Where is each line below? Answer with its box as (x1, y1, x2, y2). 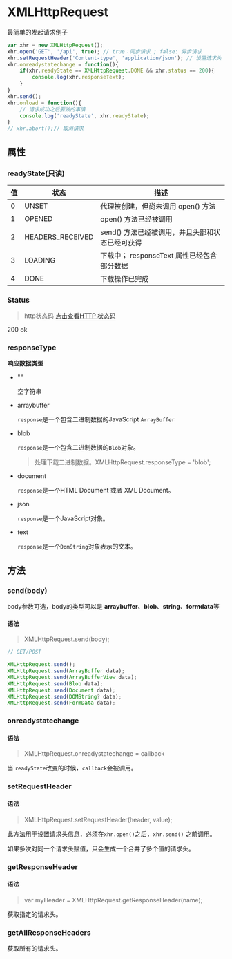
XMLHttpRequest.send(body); (23, 635, 110, 643)
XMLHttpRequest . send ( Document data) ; (7, 687, 116, 694)
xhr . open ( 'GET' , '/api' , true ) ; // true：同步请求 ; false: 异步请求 (7, 48, 202, 55)
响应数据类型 (7, 359, 43, 368)
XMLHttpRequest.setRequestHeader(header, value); (23, 815, 173, 824)
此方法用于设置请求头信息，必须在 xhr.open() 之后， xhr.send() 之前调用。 (7, 830, 216, 838)
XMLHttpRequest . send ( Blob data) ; (7, 680, 104, 687)
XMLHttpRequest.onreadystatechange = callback (23, 750, 165, 758)
